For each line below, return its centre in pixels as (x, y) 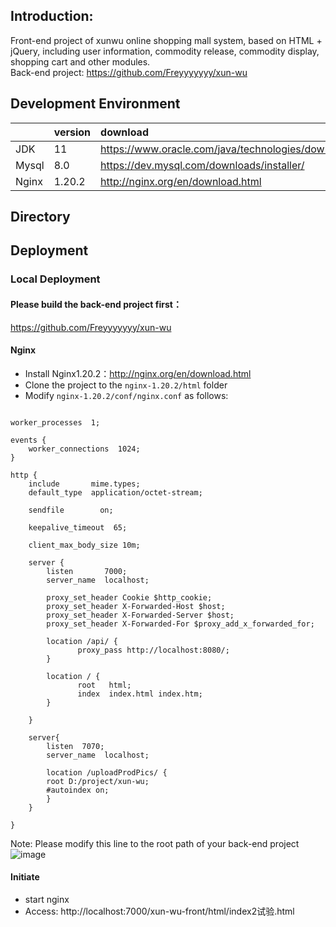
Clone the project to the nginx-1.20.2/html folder (126, 385)
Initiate (25, 877)
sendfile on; (71, 510)
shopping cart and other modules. (80, 61)
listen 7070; (75, 746)
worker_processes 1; (55, 422)
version (72, 132)
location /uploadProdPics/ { (107, 772)
